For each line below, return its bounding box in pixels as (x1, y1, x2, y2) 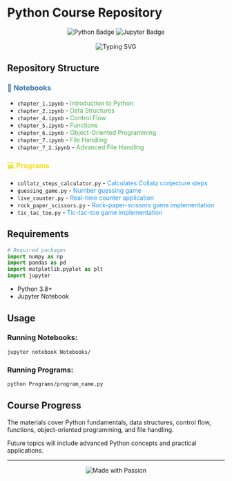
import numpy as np (7, 253, 64, 260)
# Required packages (7, 247, 67, 254)
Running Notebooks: (7, 333, 78, 343)
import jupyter (7, 272, 51, 279)
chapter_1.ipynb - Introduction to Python (17, 99, 134, 107)
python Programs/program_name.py (7, 380, 104, 388)
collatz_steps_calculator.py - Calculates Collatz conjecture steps (17, 178, 209, 187)
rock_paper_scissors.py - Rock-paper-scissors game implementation (17, 200, 215, 209)
